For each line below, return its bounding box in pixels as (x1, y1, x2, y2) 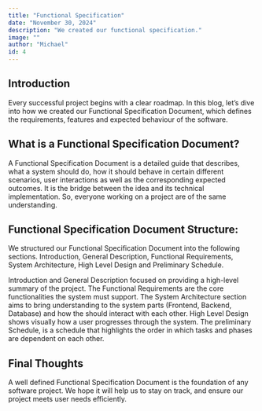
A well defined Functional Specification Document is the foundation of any (8, 378, 249, 387)
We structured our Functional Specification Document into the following (8, 244, 240, 253)
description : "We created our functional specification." (8, 26, 202, 34)
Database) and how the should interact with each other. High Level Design (8, 309, 249, 318)
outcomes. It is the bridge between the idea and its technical (8, 183, 205, 193)
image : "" (8, 33, 41, 42)
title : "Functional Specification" (8, 11, 125, 20)
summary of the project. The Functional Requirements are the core (8, 284, 224, 293)
